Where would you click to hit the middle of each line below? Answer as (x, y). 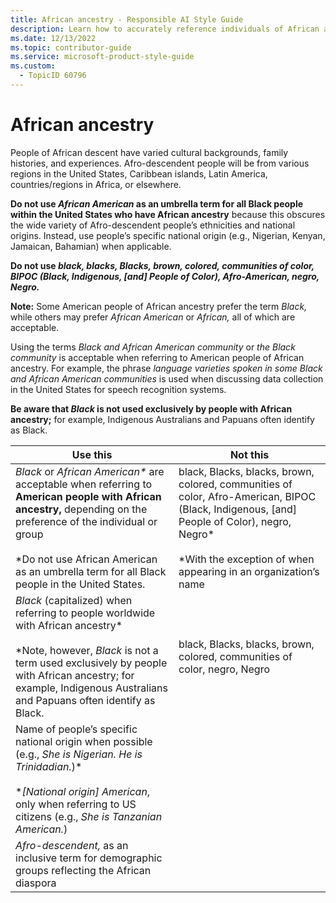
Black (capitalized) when (74, 600)
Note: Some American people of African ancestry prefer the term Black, (159, 306)
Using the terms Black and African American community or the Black (153, 347)
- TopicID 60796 (53, 76)
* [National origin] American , (83, 791)
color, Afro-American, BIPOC (247, 496)
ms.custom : (33, 66)
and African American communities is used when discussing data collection (167, 378)
